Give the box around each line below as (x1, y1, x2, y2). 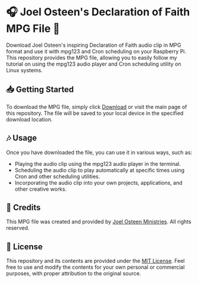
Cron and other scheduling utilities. (14, 173, 100, 180)
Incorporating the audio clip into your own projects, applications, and (14, 179, 183, 186)
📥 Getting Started (6, 85, 74, 95)
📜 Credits (6, 202, 41, 213)
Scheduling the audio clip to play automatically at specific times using (14, 166, 185, 173)
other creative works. (14, 185, 67, 192)
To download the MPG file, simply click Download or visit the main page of (6, 103, 187, 110)
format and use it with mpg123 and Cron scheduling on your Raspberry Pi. (6, 47, 186, 54)
